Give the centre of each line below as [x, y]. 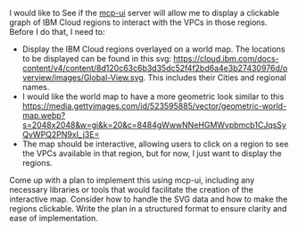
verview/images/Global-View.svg [83, 78]
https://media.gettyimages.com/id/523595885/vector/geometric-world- [154, 106]
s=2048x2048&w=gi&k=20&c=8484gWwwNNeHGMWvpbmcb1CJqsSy [154, 125]
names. [36, 87]
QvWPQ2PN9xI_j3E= [61, 134]
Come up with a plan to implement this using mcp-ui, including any [132, 180]
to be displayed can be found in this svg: [97, 58]
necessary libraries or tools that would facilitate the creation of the [132, 190]
